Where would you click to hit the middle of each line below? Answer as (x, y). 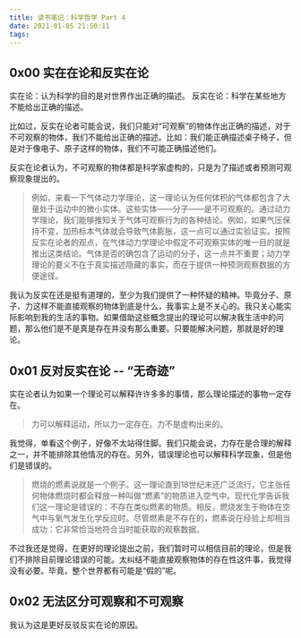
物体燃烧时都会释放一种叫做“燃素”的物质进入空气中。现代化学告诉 (160, 496)
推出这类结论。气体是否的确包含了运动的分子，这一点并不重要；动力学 (161, 254)
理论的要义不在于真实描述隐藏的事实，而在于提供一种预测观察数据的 (157, 265)
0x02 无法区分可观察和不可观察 (96, 602)
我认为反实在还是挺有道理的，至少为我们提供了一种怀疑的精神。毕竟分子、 (146, 295)
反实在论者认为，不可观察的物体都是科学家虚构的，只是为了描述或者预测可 (146, 167)
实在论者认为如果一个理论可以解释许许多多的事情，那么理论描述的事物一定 (146, 394)
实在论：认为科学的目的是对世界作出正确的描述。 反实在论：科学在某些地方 (148, 96)
